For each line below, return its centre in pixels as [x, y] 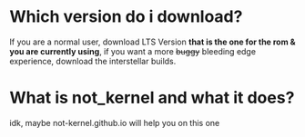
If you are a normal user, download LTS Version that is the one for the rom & [152, 42]
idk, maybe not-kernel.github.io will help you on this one [115, 122]
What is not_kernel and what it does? [152, 98]
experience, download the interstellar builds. [93, 61]
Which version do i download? [126, 17]
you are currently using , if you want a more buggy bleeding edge [133, 51]
